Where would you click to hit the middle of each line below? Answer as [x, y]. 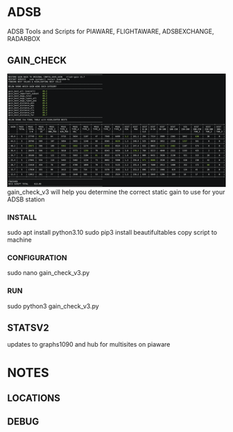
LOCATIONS [34, 398]
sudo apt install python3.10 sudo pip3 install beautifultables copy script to [112, 232]
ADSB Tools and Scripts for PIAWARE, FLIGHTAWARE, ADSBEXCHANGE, [111, 31]
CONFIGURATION [37, 258]
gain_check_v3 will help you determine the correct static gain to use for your [116, 192]
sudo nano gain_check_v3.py [49, 273]
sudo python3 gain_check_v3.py [53, 306]
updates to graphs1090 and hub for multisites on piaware [89, 344]
